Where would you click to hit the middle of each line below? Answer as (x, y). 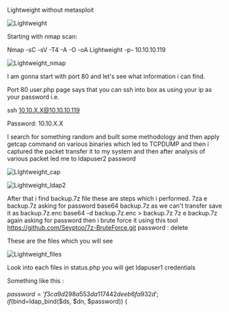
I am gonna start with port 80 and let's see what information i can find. (106, 76)
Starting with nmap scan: (42, 36)
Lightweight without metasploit (51, 10)
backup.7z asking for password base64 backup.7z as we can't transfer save (114, 206)
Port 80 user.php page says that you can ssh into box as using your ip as (109, 89)
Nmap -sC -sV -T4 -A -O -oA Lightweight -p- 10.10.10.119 (86, 50)
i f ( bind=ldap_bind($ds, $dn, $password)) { (67, 301)
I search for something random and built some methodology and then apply (113, 137)
